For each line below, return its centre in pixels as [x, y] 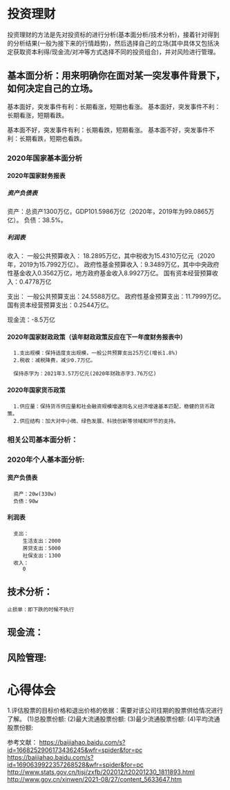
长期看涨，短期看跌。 [37, 115]
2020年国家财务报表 [36, 176]
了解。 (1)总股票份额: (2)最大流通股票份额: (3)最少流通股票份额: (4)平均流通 [114, 719]
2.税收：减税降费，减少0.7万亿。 [55, 361]
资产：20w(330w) [35, 494]
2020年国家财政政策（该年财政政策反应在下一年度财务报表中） [97, 337]
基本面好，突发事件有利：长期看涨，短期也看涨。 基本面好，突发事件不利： [114, 106]
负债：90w [26, 501]
